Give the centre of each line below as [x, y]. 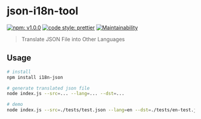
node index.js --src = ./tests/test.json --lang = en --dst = [79, 110]
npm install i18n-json [35, 77]
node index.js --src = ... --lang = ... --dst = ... [66, 94]
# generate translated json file [48, 88]
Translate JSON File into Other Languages [73, 39]
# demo [15, 105]
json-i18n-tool [43, 11]
